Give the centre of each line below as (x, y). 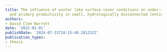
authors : (14, 19)
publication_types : (25, 38)
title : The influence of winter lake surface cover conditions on (75, 10)
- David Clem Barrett (28, 24)
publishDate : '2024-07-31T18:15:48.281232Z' (52, 33)
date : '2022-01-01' (25, 28)
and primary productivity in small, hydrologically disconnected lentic (86, 14)
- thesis (14, 42)
